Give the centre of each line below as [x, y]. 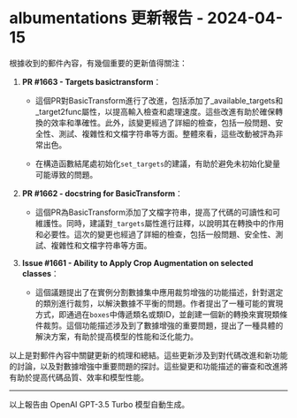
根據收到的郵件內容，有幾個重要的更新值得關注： [98, 63]
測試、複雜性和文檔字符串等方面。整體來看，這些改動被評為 [167, 133]
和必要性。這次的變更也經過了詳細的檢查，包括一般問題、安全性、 [155, 234]
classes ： [40, 273]
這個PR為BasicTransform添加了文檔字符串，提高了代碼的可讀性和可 [158, 212]
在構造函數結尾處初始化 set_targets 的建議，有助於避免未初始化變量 [158, 163]
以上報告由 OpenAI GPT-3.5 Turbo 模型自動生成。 [99, 404]
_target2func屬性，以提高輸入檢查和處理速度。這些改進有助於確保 [155, 111]
